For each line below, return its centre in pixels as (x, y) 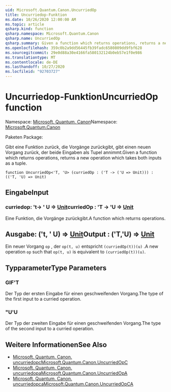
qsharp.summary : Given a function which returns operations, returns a (83, 43)
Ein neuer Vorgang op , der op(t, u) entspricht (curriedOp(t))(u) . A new (82, 246)
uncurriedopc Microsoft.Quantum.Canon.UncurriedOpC (70, 362)
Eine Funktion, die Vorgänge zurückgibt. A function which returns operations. (85, 218)
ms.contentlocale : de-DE (32, 62)
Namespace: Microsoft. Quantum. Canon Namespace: (61, 122)
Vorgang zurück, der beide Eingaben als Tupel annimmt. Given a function (81, 152)
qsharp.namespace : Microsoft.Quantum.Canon (52, 34)
